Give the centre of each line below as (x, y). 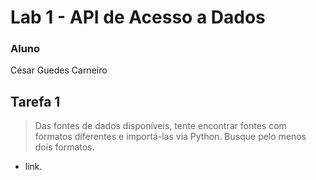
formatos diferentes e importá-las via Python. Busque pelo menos (170, 137)
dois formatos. (64, 147)
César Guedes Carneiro (59, 70)
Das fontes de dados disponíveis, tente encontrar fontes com (160, 126)
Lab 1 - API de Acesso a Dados (138, 17)
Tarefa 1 (35, 101)
